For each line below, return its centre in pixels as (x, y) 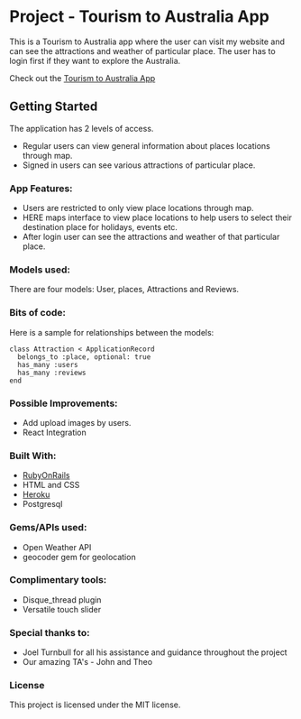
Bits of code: (37, 313)
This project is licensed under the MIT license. (95, 705)
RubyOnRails (46, 475)
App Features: (41, 189)
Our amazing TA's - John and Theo (87, 662)
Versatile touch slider (62, 609)
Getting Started (54, 107)
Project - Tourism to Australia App (140, 17)
